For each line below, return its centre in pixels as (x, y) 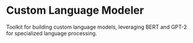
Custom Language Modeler (75, 10)
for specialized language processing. (52, 33)
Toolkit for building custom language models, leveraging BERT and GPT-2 (96, 27)
